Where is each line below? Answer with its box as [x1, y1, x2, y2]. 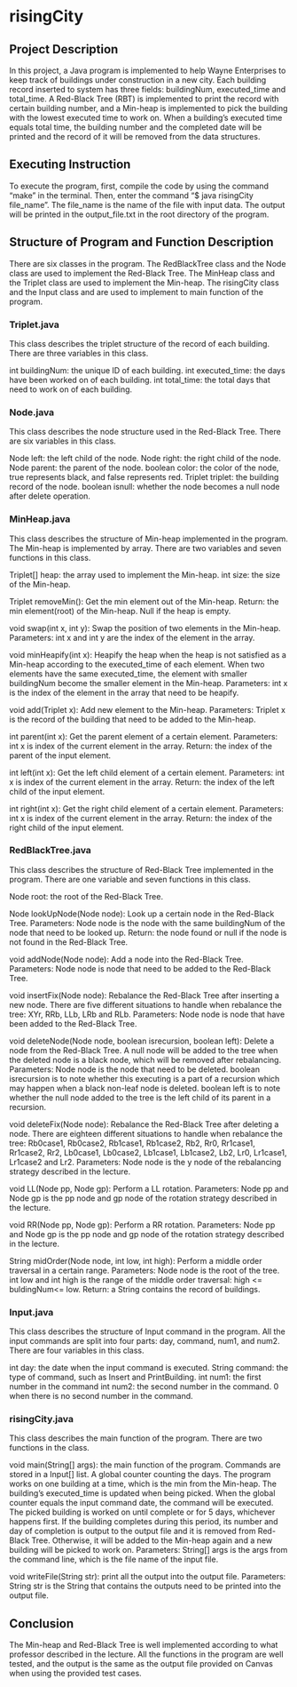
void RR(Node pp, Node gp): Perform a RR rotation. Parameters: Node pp [9, 1219, 276, 1230]
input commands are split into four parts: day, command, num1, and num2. [9, 1336, 281, 1347]
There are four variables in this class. [9, 1345, 145, 1356]
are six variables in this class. [9, 436, 117, 446]
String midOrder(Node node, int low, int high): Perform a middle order [9, 1255, 263, 1266]
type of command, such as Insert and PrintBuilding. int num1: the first [9, 1371, 262, 1383]
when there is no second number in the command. [9, 1391, 193, 1402]
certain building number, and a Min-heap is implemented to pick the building [9, 103, 288, 113]
